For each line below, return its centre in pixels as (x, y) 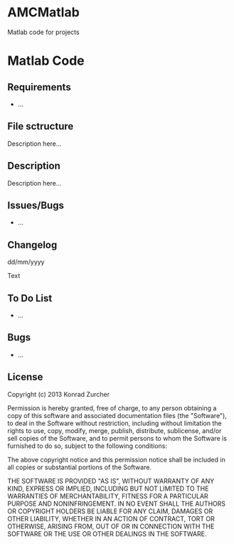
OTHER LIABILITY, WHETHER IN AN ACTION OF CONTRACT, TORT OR (111, 518)
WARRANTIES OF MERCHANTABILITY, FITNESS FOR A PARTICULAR (108, 496)
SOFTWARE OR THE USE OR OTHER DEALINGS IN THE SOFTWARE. (107, 533)
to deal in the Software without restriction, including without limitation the (115, 423)
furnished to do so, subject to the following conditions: (87, 446)
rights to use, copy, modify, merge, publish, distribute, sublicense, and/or (115, 430)
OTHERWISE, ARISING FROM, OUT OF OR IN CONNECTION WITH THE (111, 526)
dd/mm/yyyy (26, 262)
